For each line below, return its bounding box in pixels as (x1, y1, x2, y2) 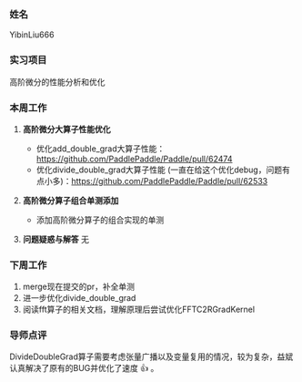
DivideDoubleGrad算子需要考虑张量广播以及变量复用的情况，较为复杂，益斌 (9, 351, 294, 362)
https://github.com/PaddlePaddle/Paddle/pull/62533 (71, 175, 268, 186)
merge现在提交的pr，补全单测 (22, 281, 135, 293)
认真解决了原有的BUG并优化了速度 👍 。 (9, 363, 159, 374)
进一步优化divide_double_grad (22, 293, 136, 304)
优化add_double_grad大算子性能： (35, 143, 166, 154)
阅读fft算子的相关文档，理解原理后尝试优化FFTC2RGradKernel (22, 304, 256, 315)
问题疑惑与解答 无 (22, 233, 89, 244)
